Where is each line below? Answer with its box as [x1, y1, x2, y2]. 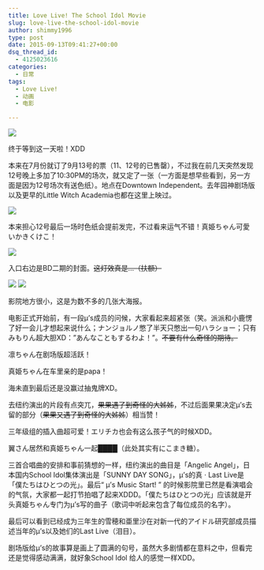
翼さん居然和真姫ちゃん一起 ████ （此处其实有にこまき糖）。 [8, 444, 204, 453]
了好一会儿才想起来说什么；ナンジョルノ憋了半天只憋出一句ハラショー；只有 [8, 323, 257, 332]
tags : [8, 77, 26, 85]
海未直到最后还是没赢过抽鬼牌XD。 [8, 384, 122, 393]
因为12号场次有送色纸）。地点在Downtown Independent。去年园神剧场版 [21, 181, 255, 190]
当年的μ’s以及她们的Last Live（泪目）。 [14, 527, 140, 536]
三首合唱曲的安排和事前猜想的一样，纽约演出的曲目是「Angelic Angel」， [8, 460, 244, 470]
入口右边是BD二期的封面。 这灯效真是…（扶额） [8, 264, 162, 273]
